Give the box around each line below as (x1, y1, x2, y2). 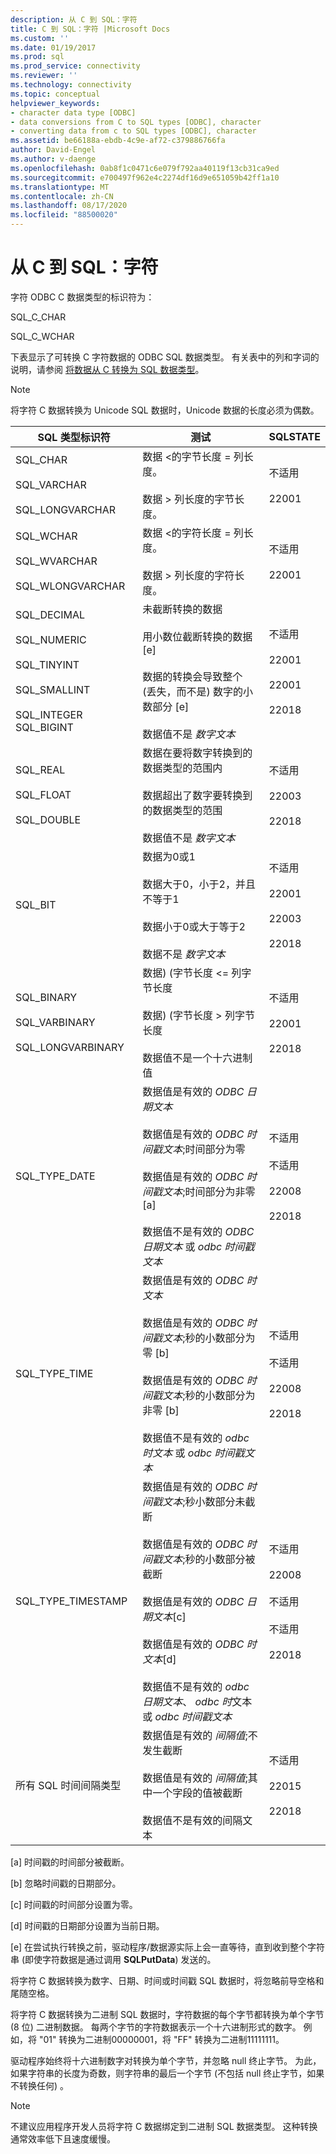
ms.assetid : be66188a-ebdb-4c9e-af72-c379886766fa (10, 136, 226, 146)
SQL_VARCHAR (15, 477, 87, 491)
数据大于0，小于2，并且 (142, 877, 256, 891)
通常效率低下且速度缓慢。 (10, 2132, 116, 2145)
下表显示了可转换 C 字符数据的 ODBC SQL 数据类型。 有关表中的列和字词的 (10, 351, 320, 363)
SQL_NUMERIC (15, 632, 87, 646)
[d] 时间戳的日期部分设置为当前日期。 (10, 1919, 165, 1931)
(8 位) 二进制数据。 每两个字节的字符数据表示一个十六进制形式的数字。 (10, 2021, 302, 2033)
